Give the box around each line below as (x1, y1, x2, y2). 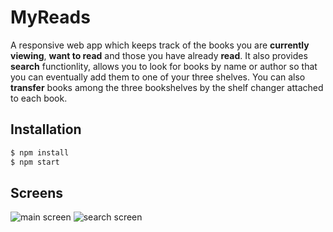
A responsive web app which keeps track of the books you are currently (10, 39, 310, 51)
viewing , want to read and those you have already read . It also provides (10, 49, 308, 61)
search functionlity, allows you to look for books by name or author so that (10, 60, 318, 72)
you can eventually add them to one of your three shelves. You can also (10, 71, 306, 83)
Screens (10, 184, 63, 201)
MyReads (10, 6, 91, 29)
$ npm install (10, 147, 70, 158)
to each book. (10, 92, 68, 104)
